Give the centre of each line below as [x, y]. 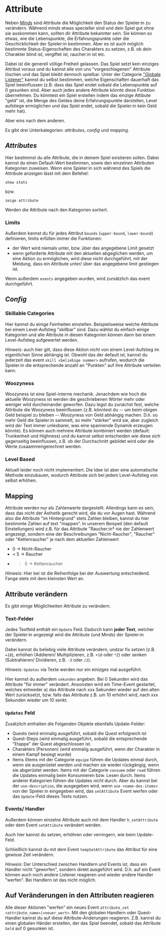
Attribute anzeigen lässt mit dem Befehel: [47, 173]
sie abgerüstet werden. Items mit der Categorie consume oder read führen [86, 770]
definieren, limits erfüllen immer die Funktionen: [54, 238]
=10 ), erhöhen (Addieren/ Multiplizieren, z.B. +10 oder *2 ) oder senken [76, 655]
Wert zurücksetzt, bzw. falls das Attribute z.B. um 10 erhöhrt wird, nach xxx [82, 695]
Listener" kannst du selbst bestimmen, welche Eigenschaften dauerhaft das [82, 79]
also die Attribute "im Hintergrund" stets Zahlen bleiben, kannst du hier [77, 518]
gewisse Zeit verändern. [30, 855]
